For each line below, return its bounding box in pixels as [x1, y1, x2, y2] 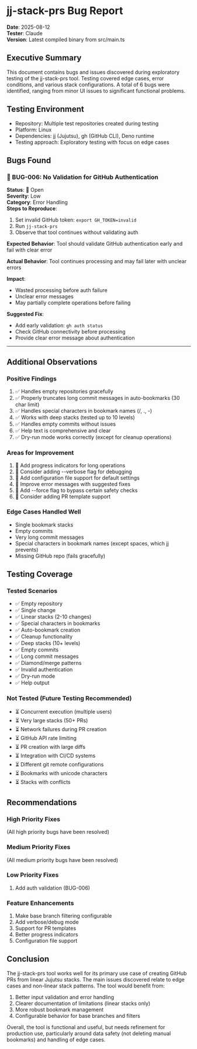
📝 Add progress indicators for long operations [15, 462, 126, 469]
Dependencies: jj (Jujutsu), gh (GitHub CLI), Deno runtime [15, 132, 154, 139]
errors [6, 264, 22, 271]
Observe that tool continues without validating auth [15, 229, 139, 236]
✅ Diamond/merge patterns [15, 660, 82, 667]
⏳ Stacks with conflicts [15, 778, 71, 785]
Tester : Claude [6, 29, 43, 36]
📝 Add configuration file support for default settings [15, 474, 140, 481]
